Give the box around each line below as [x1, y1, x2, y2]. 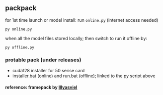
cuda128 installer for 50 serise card [12, 68, 85, 74]
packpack [5, 4, 37, 12]
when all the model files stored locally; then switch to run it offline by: [5, 35, 148, 41]
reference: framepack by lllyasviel [5, 84, 78, 90]
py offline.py [5, 45, 35, 50]
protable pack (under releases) [5, 56, 81, 63]
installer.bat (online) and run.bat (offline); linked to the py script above [12, 73, 156, 79]
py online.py [5, 27, 32, 32]
